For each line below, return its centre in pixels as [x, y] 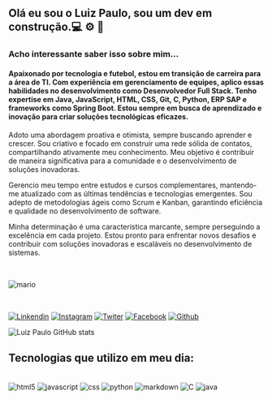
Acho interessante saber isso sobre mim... [94, 54]
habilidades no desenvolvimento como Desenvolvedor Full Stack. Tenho [133, 90]
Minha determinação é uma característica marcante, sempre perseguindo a [134, 226]
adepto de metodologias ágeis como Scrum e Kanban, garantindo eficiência [136, 202]
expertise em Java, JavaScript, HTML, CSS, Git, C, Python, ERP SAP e [128, 99]
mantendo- [238, 185]
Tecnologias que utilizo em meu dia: [101, 357]
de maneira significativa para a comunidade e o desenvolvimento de [123, 161]
